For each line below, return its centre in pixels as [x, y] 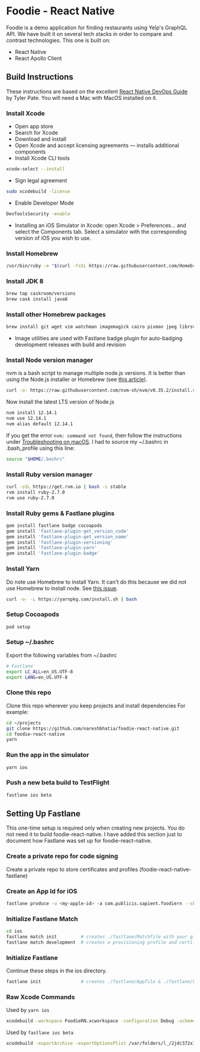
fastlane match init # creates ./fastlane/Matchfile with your [97, 937]
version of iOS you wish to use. [53, 238]
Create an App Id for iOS [42, 891]
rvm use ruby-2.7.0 [30, 498]
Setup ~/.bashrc [30, 642]
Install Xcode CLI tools [42, 158]
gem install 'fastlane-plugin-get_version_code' [68, 531]
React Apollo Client [38, 58]
